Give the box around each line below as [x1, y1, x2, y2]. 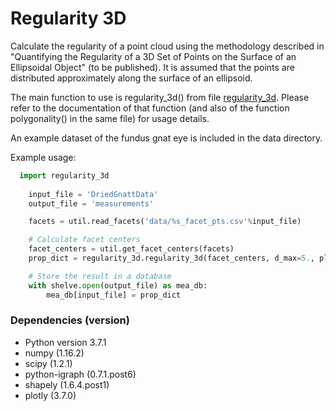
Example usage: [10, 151, 77, 163]
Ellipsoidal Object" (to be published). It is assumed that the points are [10, 61, 295, 73]
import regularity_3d [19, 170, 110, 181]
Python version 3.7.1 [24, 336, 107, 348]
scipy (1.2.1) [24, 357, 73, 369]
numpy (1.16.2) [24, 347, 85, 359]
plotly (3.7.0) [24, 389, 77, 401]
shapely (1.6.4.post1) [24, 378, 110, 391]
